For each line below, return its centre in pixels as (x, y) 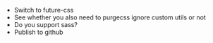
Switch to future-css (44, 10)
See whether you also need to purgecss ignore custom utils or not (110, 17)
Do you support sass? (45, 25)
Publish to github (38, 32)
